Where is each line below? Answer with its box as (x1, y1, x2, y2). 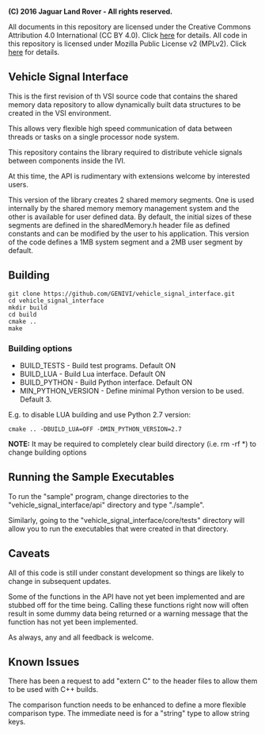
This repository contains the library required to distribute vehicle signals (8, 147, 243, 157)
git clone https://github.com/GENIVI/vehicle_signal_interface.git (8, 290, 236, 298)
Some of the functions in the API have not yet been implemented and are (8, 591, 245, 601)
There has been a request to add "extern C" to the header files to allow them (8, 676, 258, 686)
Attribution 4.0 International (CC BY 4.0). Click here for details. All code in (8, 31, 248, 40)
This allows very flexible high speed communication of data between (8, 123, 233, 133)
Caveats (8, 547, 50, 560)
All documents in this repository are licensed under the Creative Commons (8, 22, 252, 31)
